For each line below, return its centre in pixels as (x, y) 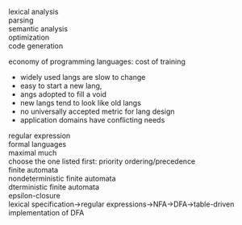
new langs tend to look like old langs (80, 103)
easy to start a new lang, (61, 85)
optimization (29, 37)
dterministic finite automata (54, 187)
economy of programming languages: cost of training (97, 61)
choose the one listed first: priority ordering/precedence (102, 161)
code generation (36, 46)
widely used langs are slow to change (83, 77)
